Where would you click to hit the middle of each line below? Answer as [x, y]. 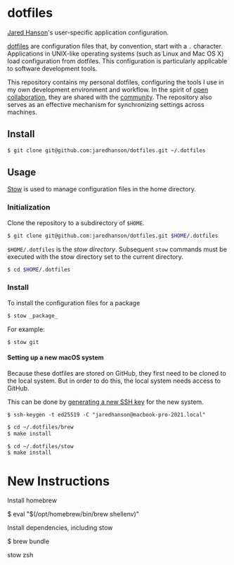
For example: [26, 329]
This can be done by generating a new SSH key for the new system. [105, 402]
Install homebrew [32, 500]
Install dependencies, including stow [60, 528]
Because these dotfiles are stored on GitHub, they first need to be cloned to [117, 373]
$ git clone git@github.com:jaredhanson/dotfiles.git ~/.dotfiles [106, 150]
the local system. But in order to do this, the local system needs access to [114, 381]
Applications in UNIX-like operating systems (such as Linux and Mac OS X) [116, 53]
